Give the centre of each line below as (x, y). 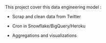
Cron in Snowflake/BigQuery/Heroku (49, 26)
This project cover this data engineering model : (53, 7)
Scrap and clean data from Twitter (46, 16)
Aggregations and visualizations (44, 35)
